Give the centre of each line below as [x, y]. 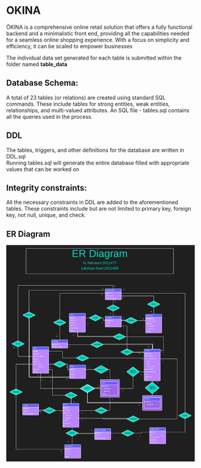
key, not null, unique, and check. [46, 215]
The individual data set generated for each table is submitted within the [94, 58]
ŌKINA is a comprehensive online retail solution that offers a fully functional [99, 27]
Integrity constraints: [47, 187]
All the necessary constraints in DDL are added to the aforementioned [92, 202]
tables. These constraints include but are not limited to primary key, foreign [99, 209]
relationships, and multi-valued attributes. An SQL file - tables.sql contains [98, 110]
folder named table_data [37, 64]
